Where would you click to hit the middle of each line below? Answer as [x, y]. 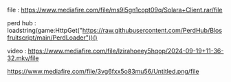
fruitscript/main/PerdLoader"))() [52, 38]
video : [17, 51]
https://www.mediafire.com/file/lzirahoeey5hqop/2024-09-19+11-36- [126, 51]
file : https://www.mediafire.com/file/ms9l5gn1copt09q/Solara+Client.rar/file [115, 10]
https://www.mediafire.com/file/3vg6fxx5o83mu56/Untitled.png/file [103, 71]
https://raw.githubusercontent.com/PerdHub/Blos [152, 30]
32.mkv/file [23, 58]
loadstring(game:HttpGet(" [45, 30]
